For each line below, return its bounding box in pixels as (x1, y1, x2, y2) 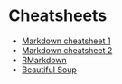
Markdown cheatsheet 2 (21, 44, 113, 55)
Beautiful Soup (21, 64, 78, 75)
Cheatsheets (8, 5, 108, 26)
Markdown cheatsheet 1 (21, 35, 111, 46)
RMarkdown (21, 54, 67, 65)
